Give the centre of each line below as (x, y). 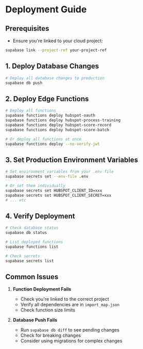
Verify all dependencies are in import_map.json (70, 305)
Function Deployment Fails (42, 289)
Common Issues (32, 277)
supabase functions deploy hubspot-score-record (58, 125)
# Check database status (32, 228)
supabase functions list (32, 247)
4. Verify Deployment (40, 216)
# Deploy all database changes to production (55, 78)
